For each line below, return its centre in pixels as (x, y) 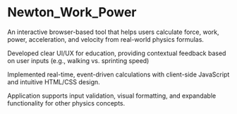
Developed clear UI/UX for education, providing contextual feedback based (117, 53)
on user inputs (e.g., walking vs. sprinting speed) (78, 60)
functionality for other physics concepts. (66, 103)
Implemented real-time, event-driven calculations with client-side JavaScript (119, 74)
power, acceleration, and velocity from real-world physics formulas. (106, 39)
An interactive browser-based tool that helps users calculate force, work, (114, 32)
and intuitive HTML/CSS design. (54, 81)
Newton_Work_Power (72, 12)
